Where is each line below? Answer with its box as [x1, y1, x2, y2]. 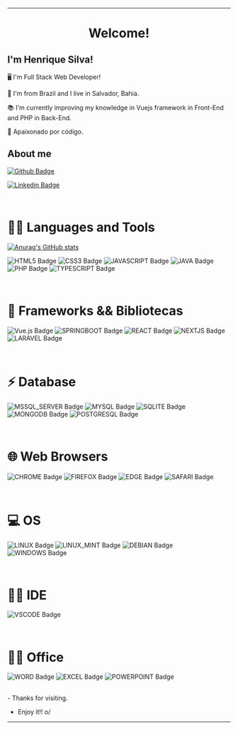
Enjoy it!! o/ [17, 708, 51, 716]
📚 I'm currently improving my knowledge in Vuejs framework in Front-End [7, 104, 225, 112]
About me [7, 148, 52, 160]
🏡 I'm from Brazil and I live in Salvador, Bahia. [7, 90, 140, 97]
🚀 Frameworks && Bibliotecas [7, 303, 183, 318]
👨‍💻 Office [7, 649, 64, 665]
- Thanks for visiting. [7, 694, 69, 702]
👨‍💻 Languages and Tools [7, 220, 156, 235]
